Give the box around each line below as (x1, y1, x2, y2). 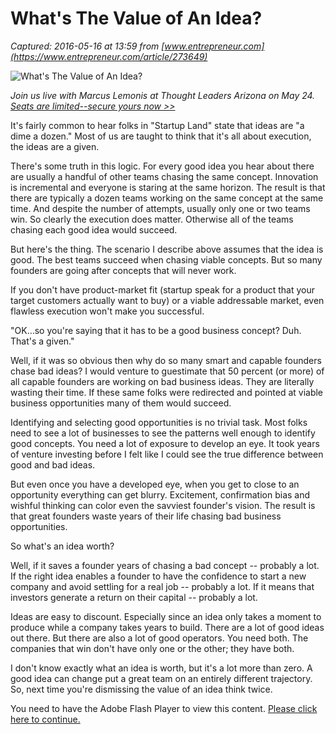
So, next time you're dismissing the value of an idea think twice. (10, 683, 273, 695)
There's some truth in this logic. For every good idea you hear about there (10, 160, 315, 172)
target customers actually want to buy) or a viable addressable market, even (10, 294, 325, 306)
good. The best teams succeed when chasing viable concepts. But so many (10, 253, 323, 266)
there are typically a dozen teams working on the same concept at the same (10, 192, 324, 204)
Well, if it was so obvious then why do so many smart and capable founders (10, 354, 322, 366)
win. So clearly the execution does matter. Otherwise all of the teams (10, 213, 294, 225)
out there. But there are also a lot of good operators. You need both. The (10, 632, 309, 644)
